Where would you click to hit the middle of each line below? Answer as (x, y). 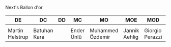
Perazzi (153, 37)
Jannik (131, 30)
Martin (16, 30)
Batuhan (43, 30)
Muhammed (104, 30)
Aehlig (131, 37)
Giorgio (153, 30)
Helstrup (18, 37)
